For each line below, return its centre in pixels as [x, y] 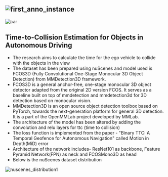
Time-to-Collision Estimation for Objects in [74, 38]
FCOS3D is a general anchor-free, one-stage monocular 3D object [82, 84]
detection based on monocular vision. [52, 100]
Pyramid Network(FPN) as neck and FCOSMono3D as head [74, 154]
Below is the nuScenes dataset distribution [57, 159]
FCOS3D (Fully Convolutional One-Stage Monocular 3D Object [78, 73]
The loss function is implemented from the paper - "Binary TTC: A [81, 132]
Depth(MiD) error [31, 143]
